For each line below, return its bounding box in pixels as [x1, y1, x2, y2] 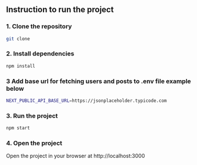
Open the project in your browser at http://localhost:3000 [6, 153, 145, 160]
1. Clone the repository [6, 22, 72, 31]
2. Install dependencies [6, 49, 75, 58]
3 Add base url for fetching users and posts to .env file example [6, 77, 191, 85]
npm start [6, 125, 31, 131]
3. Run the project [6, 111, 58, 120]
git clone [6, 35, 31, 42]
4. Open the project [6, 139, 63, 147]
